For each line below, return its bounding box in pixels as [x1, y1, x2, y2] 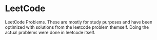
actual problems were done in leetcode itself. [5, 29, 96, 35]
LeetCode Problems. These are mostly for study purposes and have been [5, 19, 153, 25]
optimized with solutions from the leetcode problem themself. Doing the [5, 24, 149, 30]
